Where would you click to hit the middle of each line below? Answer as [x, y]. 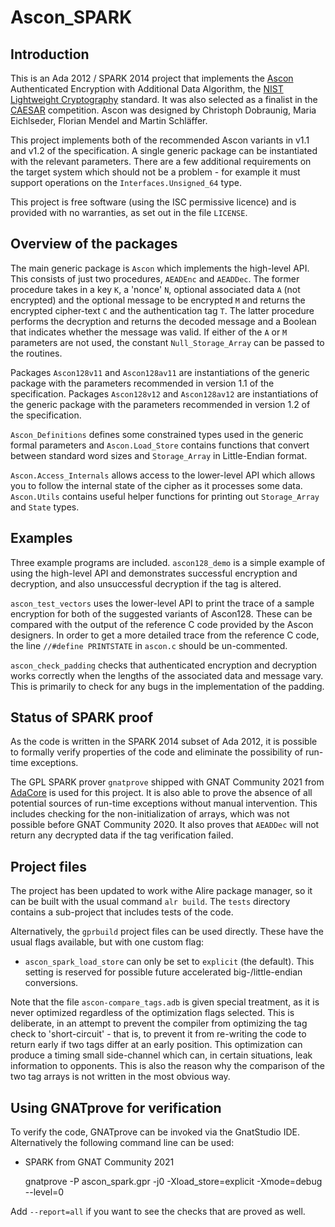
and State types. [45, 507]
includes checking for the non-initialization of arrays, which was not [150, 814]
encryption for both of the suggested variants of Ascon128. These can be [161, 613]
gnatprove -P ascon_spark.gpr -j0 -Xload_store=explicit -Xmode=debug [173, 1182]
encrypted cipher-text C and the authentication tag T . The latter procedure [162, 310]
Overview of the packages [94, 244]
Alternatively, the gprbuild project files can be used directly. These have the [167, 932]
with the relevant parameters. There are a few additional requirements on [161, 161]
